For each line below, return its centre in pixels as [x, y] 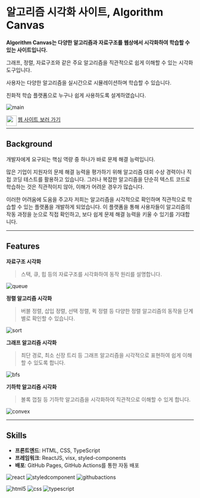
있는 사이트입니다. [27, 50]
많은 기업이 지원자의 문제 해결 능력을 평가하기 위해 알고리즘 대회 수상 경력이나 [96, 172]
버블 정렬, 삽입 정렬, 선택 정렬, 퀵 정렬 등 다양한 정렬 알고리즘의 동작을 [101, 311]
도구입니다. [19, 70]
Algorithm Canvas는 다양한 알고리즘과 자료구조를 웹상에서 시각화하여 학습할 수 [98, 42]
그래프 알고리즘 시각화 [32, 342]
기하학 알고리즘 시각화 [32, 387]
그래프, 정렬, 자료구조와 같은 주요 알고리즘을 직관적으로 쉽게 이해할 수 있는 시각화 [100, 62]
